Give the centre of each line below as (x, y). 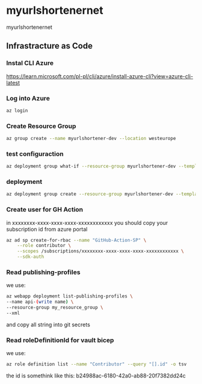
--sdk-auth (31, 257)
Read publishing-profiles (43, 272)
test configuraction (35, 154)
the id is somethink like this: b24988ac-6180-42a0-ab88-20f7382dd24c (96, 376)
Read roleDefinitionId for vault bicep (60, 340)
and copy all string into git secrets (48, 325)
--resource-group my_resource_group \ (55, 308)
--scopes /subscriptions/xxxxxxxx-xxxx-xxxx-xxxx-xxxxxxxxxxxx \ (101, 251)
